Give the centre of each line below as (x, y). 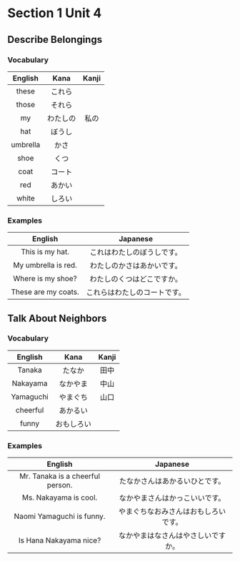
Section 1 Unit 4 (55, 13)
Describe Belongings (55, 40)
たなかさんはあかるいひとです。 (172, 481)
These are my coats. (45, 292)
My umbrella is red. (45, 266)
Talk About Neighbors (57, 318)
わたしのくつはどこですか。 (136, 279)
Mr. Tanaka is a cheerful (60, 476)
